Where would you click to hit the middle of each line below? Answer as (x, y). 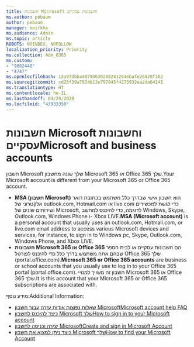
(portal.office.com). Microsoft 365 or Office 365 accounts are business (101, 260)
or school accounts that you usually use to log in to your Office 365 (96, 266)
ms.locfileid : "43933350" (37, 104)
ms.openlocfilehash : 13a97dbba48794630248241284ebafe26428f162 (85, 77)
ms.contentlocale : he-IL (36, 93)
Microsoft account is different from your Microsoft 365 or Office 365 (88, 180)
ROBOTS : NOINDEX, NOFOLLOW (39, 44)
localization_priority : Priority (47, 50)
